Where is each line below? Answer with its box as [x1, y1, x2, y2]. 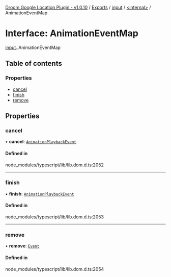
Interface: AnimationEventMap [5, 28, 138, 39]
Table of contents [5, 59, 62, 68]
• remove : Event [5, 243, 40, 249]
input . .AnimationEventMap [5, 44, 61, 51]
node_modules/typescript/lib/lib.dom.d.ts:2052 [5, 162, 104, 168]
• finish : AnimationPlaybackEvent [5, 191, 74, 197]
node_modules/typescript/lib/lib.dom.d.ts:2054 [5, 266, 104, 272]
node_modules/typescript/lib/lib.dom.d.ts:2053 [5, 214, 104, 220]
